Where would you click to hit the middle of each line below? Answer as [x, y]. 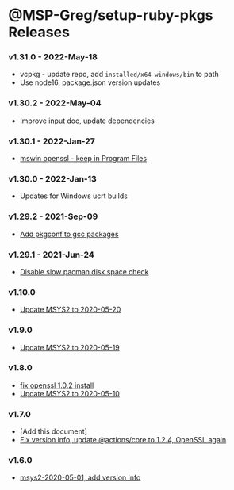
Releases [39, 32]
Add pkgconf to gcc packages [69, 234]
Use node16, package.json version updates [90, 82]
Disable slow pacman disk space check [84, 271]
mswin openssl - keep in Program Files [83, 159]
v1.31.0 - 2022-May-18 [53, 57]
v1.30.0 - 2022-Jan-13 [52, 179]
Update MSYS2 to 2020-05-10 [70, 393]
